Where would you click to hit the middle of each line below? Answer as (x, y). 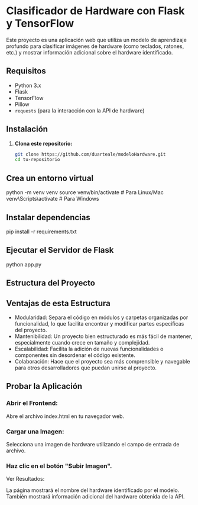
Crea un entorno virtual (50, 178)
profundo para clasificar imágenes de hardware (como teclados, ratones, (95, 46)
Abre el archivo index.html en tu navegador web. (65, 416)
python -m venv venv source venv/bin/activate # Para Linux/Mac (85, 192)
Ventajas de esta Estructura (58, 303)
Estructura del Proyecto (51, 283)
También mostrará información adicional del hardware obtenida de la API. (95, 497)
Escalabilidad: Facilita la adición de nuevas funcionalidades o (89, 349)
